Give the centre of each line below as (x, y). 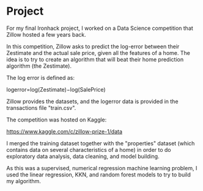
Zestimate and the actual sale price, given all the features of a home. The (98, 52)
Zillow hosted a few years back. (46, 34)
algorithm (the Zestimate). (39, 66)
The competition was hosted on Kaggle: (57, 120)
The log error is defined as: (41, 77)
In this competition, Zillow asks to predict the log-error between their (93, 46)
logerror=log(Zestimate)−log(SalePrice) (56, 89)
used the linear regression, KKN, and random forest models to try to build (99, 175)
